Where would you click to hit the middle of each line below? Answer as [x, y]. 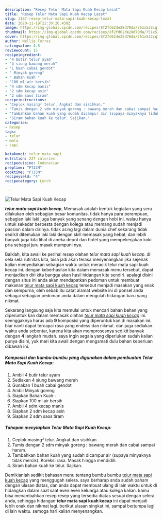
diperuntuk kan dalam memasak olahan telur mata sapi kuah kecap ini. [76, 315]
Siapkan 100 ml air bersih [37, 401]
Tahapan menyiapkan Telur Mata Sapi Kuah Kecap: [58, 427]
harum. [19, 450]
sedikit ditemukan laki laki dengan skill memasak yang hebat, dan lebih [76, 234]
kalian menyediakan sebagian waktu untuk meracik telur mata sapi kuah [77, 265]
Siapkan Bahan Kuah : [34, 395]
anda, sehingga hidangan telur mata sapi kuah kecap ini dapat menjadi [76, 501]
